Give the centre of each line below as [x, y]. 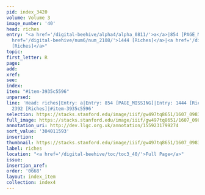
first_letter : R [27, 57]
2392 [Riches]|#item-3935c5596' [53, 109]
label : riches [24, 148]
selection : [20, 114]
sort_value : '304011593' [38, 131]
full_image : [21, 120]
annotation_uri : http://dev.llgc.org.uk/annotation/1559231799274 [92, 126]
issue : [15, 160]
